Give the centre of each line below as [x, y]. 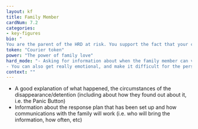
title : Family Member [33, 17]
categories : [21, 28]
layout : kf [19, 11]
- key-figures [24, 34]
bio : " [14, 39]
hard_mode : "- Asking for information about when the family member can [97, 61]
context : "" [21, 72]
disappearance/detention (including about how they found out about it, [100, 95]
